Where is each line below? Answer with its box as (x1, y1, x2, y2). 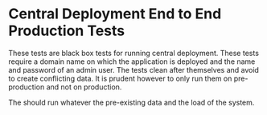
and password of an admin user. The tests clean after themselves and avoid (8, 65, 260, 74)
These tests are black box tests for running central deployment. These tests (8, 48, 260, 57)
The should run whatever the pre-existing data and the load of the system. (8, 97, 255, 107)
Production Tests (8, 22, 125, 40)
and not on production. (46, 81, 122, 92)
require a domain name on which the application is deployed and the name (8, 57, 256, 66)
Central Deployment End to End (8, 5, 222, 23)
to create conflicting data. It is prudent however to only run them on (8, 73, 232, 83)
